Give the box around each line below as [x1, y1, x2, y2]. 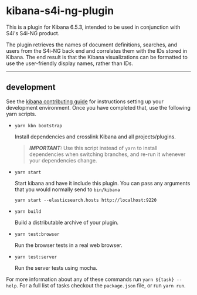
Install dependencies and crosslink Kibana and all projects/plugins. [14, 133, 176, 140]
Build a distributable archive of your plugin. [14, 219, 119, 226]
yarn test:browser [14, 231, 60, 237]
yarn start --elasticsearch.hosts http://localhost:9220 [14, 197, 157, 203]
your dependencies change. [29, 157, 97, 164]
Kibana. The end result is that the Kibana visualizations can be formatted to [6, 53, 188, 60]
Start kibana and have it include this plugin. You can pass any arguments [14, 179, 191, 187]
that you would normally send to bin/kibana [14, 186, 120, 193]
